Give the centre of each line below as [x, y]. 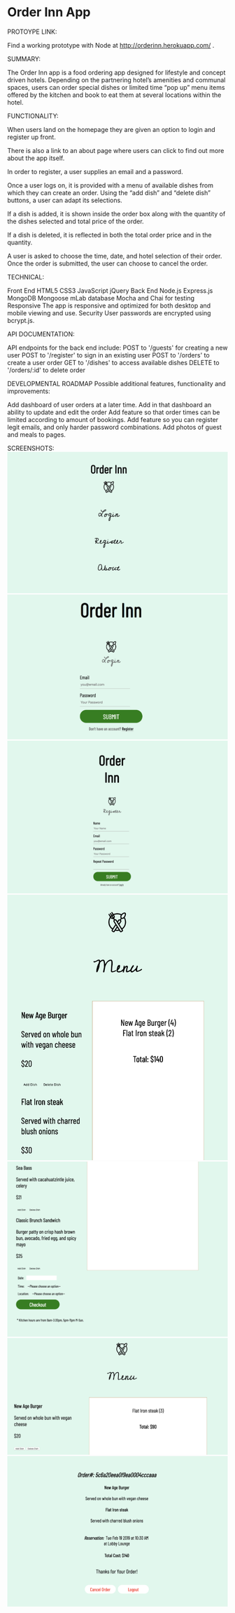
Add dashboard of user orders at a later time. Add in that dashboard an [109, 404]
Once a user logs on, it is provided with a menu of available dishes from [110, 185]
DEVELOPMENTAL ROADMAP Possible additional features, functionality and [116, 383]
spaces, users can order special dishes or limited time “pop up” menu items [116, 87]
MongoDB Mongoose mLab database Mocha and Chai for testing [101, 298]
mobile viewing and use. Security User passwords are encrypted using [109, 312]
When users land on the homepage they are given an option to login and [111, 129]
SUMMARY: [24, 59]
